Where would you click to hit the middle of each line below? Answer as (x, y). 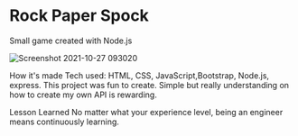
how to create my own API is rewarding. (84, 95)
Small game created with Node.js (71, 41)
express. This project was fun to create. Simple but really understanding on (149, 85)
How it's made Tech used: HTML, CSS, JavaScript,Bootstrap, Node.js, (139, 75)
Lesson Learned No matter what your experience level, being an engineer (146, 112)
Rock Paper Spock (79, 16)
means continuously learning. (65, 122)
